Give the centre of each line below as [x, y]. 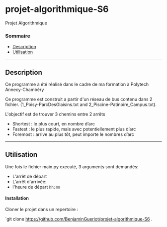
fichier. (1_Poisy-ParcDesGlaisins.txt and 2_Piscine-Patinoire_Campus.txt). [81, 105]
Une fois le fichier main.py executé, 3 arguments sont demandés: [72, 167]
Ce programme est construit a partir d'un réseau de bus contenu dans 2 [79, 99]
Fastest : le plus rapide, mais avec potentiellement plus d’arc [74, 129]
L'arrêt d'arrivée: [29, 181]
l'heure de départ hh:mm [36, 187]
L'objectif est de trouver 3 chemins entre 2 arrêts [55, 114]
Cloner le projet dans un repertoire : [42, 210]
